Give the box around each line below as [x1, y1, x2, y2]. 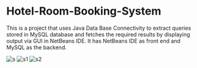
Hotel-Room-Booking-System [6, 4, 162, 18]
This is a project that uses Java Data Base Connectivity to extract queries [6, 24, 191, 32]
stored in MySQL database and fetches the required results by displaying [6, 30, 190, 38]
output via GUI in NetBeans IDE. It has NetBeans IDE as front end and [6, 37, 180, 44]
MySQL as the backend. [6, 44, 67, 51]
